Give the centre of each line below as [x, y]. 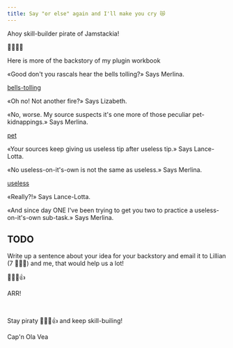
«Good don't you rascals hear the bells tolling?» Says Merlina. [96, 74]
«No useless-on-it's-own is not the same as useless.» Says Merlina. [105, 169]
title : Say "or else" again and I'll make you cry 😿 [86, 14]
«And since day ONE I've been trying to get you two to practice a [100, 210]
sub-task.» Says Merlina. [78, 217]
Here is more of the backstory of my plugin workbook [84, 61]
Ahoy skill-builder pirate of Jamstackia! [63, 33]
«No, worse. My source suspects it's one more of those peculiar [99, 114]
